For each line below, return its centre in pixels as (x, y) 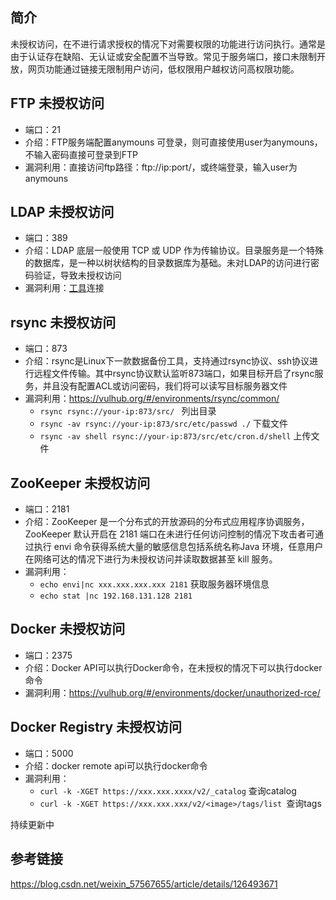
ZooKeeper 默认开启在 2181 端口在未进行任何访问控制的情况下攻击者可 (169, 534)
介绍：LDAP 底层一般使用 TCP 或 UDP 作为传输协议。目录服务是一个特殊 (174, 250)
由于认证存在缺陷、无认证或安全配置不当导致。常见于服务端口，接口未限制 (163, 56)
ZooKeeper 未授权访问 (80, 483)
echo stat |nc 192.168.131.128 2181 (116, 596)
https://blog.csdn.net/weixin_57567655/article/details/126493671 (144, 884)
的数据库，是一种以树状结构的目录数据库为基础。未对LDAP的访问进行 (167, 263)
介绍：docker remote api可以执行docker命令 (116, 765)
